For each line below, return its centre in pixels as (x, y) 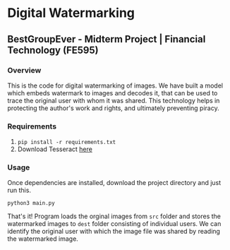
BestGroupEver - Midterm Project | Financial (107, 39)
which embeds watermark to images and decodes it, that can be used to (113, 93)
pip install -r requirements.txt (67, 143)
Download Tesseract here (55, 149)
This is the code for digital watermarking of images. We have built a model (115, 85)
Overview (24, 70)
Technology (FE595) (53, 50)
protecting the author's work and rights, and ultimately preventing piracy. (114, 108)
